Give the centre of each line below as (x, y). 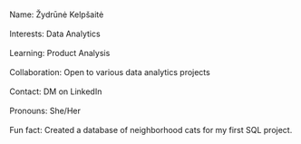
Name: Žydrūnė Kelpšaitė (57, 14)
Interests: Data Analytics (55, 34)
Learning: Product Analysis (60, 53)
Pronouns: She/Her (45, 110)
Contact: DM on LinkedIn (56, 91)
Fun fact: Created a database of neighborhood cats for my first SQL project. (151, 130)
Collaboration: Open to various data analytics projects (110, 72)
